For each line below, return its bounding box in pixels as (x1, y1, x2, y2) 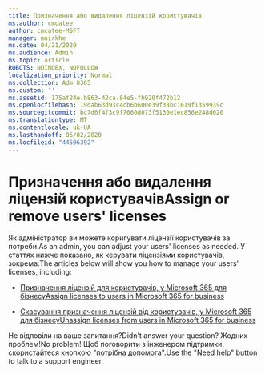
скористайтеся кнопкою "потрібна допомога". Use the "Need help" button (8, 348, 258, 357)
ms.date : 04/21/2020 (8, 42, 78, 50)
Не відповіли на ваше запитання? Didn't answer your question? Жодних (8, 331, 248, 340)
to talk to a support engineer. (8, 356, 104, 366)
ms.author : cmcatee (8, 19, 74, 27)
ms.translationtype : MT (8, 116, 88, 124)
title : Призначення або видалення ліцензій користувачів (8, 11, 203, 20)
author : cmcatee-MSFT (8, 26, 81, 34)
